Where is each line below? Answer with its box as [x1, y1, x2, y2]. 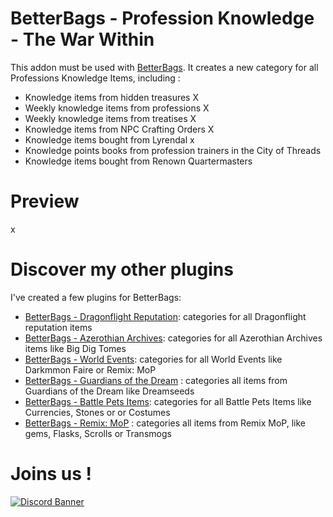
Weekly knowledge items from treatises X [24, 112, 197, 124]
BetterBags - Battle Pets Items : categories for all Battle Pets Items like [24, 395, 312, 407]
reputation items [24, 321, 93, 333]
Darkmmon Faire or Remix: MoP [24, 363, 157, 376]
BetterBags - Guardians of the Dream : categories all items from [24, 374, 288, 386]
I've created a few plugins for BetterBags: [10, 291, 182, 303]
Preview [10, 190, 80, 213]
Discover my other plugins [10, 258, 234, 281]
